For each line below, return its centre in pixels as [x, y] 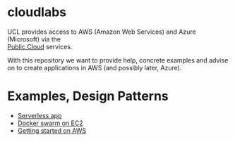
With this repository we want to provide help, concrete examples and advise [118, 60]
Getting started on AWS [52, 130]
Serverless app [40, 115]
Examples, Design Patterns [88, 96]
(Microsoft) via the [34, 39]
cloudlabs [37, 12]
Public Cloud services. [40, 46]
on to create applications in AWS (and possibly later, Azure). [95, 67]
